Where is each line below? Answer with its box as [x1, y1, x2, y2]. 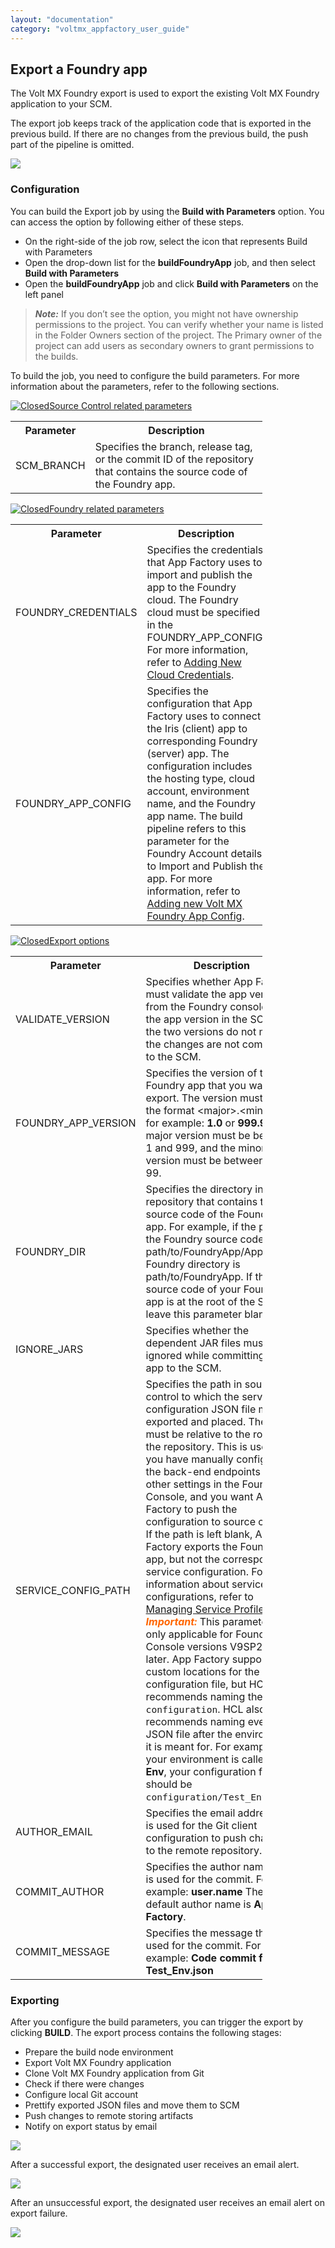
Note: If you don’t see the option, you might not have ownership [34, 307, 299, 320]
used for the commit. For [145, 1938, 262, 1952]
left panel [24, 288, 64, 300]
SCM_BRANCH [15, 458, 86, 472]
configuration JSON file [145, 1402, 257, 1416]
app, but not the [145, 1552, 221, 1566]
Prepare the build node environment [24, 2046, 174, 2058]
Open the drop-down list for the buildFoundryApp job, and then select [24, 256, 316, 268]
